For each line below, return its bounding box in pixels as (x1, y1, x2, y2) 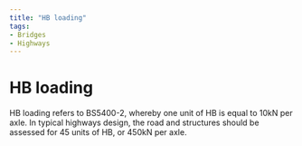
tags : (9, 22, 30, 31)
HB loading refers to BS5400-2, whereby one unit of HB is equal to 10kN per (9, 108, 294, 119)
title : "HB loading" (9, 13, 88, 23)
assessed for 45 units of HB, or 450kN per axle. (9, 127, 187, 138)
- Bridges (9, 30, 47, 39)
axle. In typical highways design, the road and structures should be (9, 117, 260, 128)
